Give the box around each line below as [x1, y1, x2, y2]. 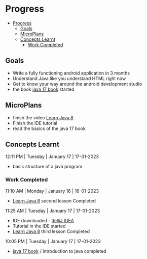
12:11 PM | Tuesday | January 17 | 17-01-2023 [5, 153, 99, 160]
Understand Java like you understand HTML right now [12, 75, 126, 82]
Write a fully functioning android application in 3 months [12, 70, 130, 76]
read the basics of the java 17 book [12, 125, 86, 132]
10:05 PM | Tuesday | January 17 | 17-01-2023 [5, 238, 101, 244]
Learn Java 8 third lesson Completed [12, 228, 90, 235]
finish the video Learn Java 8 [12, 114, 73, 120]
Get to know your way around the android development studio [12, 81, 142, 87]
